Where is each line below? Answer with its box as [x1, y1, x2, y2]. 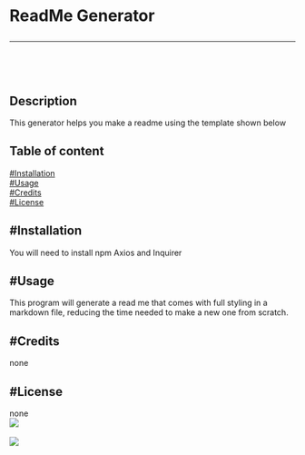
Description [9, 93, 77, 109]
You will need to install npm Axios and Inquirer [9, 247, 182, 258]
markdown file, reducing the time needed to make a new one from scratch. [9, 307, 289, 318]
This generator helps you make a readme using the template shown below [9, 117, 287, 128]
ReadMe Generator [9, 5, 155, 26]
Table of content [9, 143, 104, 159]
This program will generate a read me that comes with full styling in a [9, 297, 268, 309]
